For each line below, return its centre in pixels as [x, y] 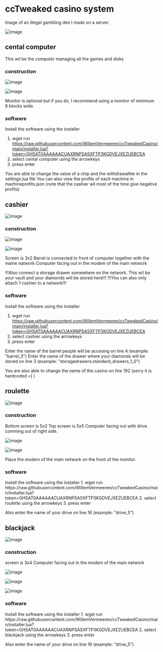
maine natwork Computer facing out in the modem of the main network [76, 263]
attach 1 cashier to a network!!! [36, 283]
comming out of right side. [32, 431]
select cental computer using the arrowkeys [56, 159]
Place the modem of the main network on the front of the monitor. [71, 459]
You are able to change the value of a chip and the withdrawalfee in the [76, 174]
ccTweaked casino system [59, 9]
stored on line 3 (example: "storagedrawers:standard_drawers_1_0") [73, 361]
